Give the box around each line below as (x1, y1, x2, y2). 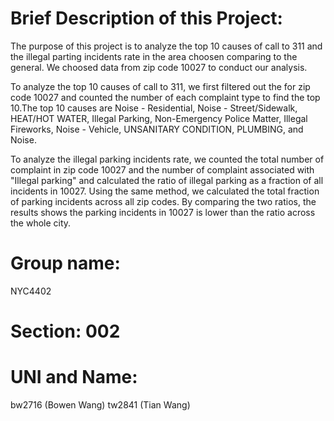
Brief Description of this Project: (10, 7, 283, 30)
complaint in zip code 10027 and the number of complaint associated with (10, 163, 315, 176)
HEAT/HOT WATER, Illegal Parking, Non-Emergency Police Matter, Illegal (10, 112, 308, 124)
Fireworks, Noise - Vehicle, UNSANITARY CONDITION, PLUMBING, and (10, 123, 304, 135)
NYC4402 (10, 285, 52, 297)
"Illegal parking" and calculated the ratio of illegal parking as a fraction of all (10, 174, 324, 186)
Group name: (10, 252, 121, 275)
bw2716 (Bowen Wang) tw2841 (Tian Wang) (10, 399, 191, 411)
